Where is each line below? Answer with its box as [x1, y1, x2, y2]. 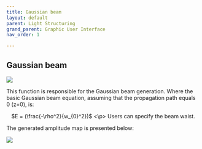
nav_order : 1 [6, 32, 40, 38]
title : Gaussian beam [6, 9, 62, 15]
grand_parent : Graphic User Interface [6, 26, 106, 32]
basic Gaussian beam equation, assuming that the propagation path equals [6, 94, 196, 101]
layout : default [6, 15, 48, 21]
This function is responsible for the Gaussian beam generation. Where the [6, 87, 193, 95]
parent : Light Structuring [6, 20, 76, 26]
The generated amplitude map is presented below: [6, 124, 134, 132]
